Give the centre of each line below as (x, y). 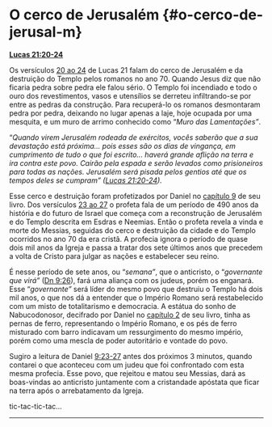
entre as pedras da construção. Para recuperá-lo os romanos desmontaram (135, 104)
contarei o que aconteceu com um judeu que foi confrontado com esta (127, 365)
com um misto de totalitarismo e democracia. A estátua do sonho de (123, 306)
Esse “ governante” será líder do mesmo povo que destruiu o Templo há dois (136, 289)
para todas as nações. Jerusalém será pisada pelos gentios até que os (128, 171)
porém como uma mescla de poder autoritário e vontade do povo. (119, 340)
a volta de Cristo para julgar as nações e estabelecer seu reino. (115, 256)
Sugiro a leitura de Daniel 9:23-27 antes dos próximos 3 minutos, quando (131, 356)
